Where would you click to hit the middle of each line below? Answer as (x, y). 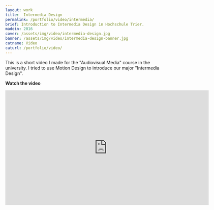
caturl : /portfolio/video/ (34, 48)
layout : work (19, 10)
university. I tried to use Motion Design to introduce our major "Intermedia (82, 68)
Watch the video (23, 83)
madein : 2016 (19, 29)
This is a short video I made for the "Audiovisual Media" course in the (78, 62)
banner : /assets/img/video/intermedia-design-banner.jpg (67, 39)
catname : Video (21, 43)
